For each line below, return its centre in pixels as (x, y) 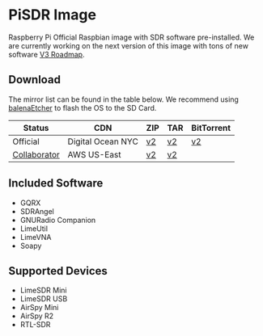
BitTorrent (211, 128)
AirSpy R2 (37, 316)
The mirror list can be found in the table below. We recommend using (123, 99)
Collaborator (36, 154)
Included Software (56, 183)
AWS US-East (94, 154)
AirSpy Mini (39, 308)
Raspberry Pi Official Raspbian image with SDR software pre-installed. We (131, 37)
